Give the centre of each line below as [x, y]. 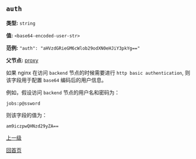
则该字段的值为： [27, 115]
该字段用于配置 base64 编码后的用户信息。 [56, 80]
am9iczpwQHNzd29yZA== [32, 126]
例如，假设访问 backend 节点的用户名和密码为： [63, 92]
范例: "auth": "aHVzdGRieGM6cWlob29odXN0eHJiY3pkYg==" [73, 48]
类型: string [21, 23]
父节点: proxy [22, 60]
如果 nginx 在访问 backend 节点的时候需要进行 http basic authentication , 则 [98, 72]
